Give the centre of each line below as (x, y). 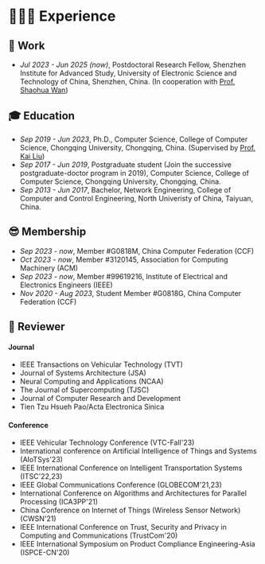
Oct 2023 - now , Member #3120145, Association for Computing (124, 259)
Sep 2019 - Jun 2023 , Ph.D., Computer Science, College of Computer (134, 139)
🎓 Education (42, 116)
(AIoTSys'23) (41, 460)
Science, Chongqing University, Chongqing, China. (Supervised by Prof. (138, 147)
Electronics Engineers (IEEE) (66, 285)
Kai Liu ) (32, 156)
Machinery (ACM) (49, 268)
